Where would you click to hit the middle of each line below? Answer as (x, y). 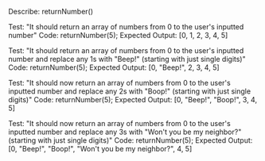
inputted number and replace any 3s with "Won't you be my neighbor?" (125, 132)
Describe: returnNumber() (51, 11)
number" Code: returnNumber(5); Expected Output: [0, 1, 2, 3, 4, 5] (118, 35)
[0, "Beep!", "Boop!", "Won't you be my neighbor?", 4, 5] (100, 149)
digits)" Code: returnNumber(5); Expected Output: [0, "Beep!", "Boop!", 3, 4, (132, 100)
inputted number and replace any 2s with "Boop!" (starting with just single (130, 91)
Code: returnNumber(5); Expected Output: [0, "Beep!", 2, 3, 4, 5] (114, 67)
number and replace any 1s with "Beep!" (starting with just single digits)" (127, 59)
